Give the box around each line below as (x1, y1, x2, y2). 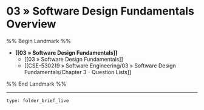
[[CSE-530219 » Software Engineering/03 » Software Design (24, 62, 176, 69)
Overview (6, 17, 56, 31)
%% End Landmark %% (6, 80, 67, 88)
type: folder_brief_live (6, 97, 69, 104)
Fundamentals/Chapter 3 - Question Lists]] (24, 68, 132, 75)
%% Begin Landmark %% (6, 37, 72, 44)
